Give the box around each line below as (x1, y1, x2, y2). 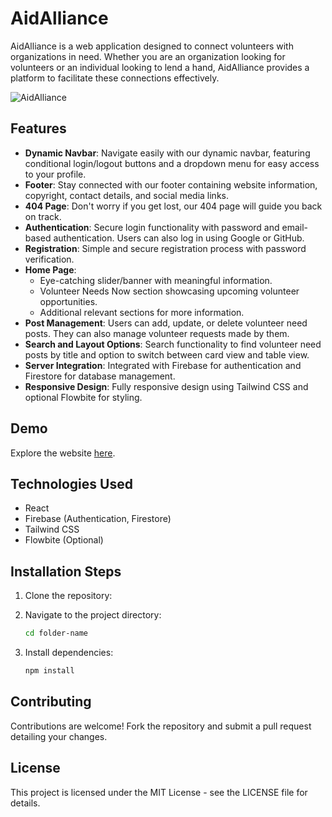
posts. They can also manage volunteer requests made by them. (24, 327, 290, 339)
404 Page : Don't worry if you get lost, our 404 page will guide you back (24, 200, 323, 212)
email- (281, 221, 309, 233)
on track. (24, 210, 62, 222)
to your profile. (24, 168, 87, 180)
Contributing (10, 693, 92, 711)
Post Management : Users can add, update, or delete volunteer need (24, 317, 308, 329)
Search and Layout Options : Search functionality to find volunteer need (24, 338, 322, 350)
